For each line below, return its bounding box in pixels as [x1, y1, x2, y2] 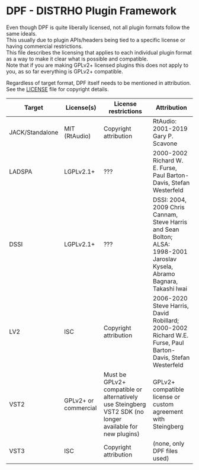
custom [153, 400, 174, 408]
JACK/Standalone [9, 128, 59, 136]
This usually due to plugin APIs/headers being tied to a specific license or [6, 36, 185, 43]
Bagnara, [153, 277, 178, 285]
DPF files [153, 446, 178, 455]
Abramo [153, 270, 175, 278]
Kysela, [153, 262, 174, 270]
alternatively [103, 392, 138, 401]
